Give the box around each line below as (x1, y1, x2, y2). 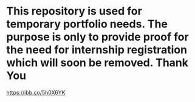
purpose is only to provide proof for (6, 30, 190, 44)
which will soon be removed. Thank (6, 56, 189, 70)
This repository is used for (6, 4, 143, 18)
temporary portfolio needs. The (6, 17, 168, 31)
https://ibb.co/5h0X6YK (6, 89, 66, 96)
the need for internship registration (6, 43, 187, 57)
